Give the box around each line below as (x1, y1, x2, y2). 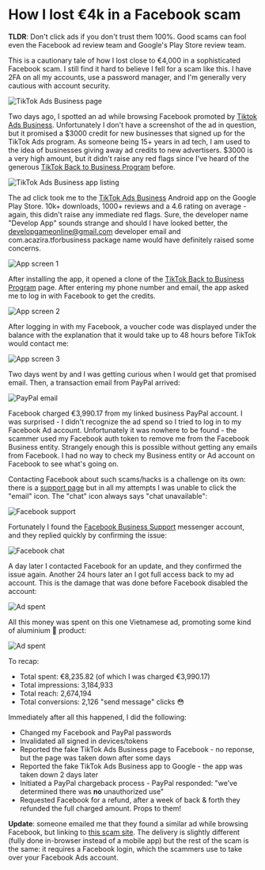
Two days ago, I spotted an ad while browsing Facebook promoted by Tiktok (8, 111, 257, 121)
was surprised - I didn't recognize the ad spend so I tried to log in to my (8, 416, 242, 426)
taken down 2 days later (19, 769, 99, 779)
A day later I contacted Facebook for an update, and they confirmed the (8, 561, 242, 570)
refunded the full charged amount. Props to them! (19, 803, 182, 813)
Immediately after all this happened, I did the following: (8, 712, 187, 722)
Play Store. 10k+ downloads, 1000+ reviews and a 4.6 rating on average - (8, 201, 247, 211)
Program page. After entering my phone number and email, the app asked (8, 282, 249, 292)
